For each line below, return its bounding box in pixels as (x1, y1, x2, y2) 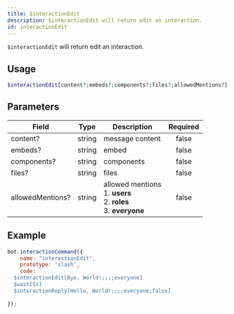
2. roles (103, 197, 129, 207)
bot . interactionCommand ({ (7, 248, 83, 255)
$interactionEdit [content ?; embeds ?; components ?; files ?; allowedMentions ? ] (7, 81, 228, 89)
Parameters (7, 101, 60, 113)
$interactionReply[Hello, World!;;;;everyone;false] (13, 287, 171, 294)
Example (7, 230, 46, 242)
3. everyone (103, 205, 145, 215)
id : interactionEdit (7, 23, 68, 30)
